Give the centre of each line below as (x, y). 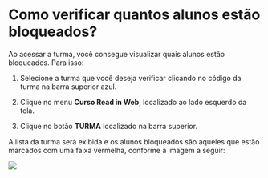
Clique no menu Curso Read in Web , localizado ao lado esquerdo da (133, 102)
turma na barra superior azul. (68, 87)
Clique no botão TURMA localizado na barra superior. (109, 126)
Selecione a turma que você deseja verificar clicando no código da (130, 78)
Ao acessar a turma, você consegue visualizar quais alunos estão (117, 54)
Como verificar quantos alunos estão (134, 15)
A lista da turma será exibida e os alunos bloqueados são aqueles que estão (134, 141)
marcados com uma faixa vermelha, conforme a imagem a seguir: (117, 150)
